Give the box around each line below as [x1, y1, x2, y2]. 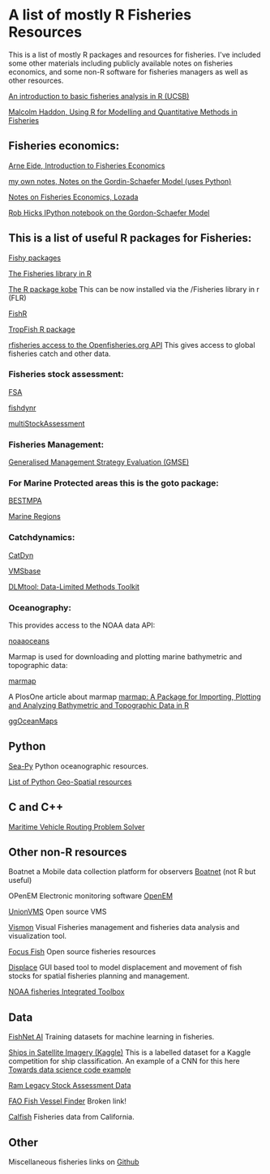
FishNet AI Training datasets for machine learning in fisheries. [8, 1032, 215, 1042]
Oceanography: [8, 602, 71, 613]
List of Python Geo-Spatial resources [8, 777, 132, 786]
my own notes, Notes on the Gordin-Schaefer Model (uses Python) [8, 176, 232, 186]
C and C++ [8, 800, 64, 814]
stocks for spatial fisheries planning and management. [8, 971, 190, 981]
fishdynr [8, 403, 36, 413]
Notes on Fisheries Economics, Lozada [8, 192, 139, 202]
